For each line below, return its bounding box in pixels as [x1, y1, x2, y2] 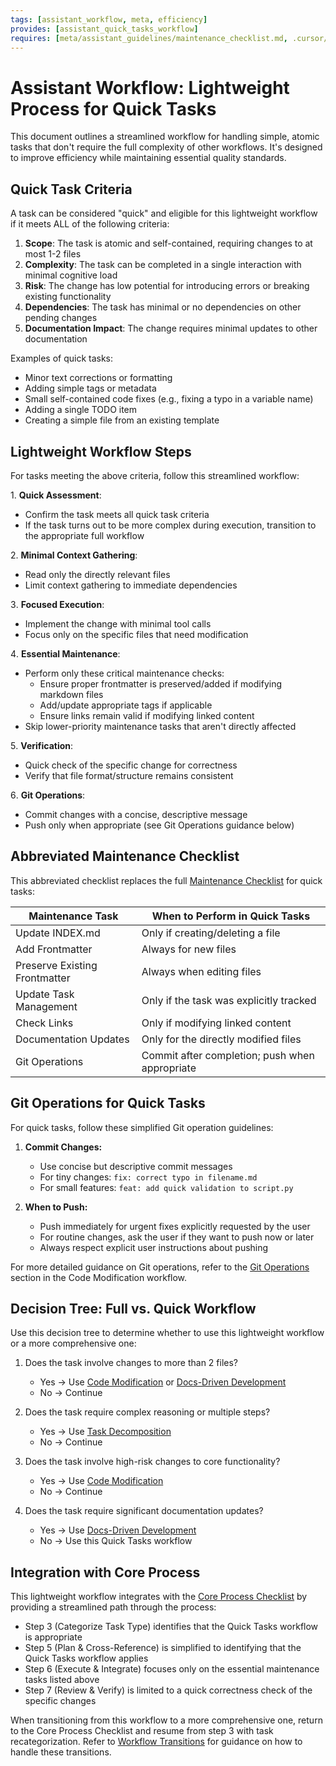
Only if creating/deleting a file [141, 926, 281, 940]
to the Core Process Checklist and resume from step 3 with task [10, 1725, 274, 1737]
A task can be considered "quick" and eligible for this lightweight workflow [10, 207, 318, 220]
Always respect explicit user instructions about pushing [39, 1241, 269, 1253]
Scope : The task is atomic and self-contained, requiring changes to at [24, 237, 313, 250]
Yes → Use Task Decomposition [39, 1426, 172, 1438]
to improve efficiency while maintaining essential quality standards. [10, 152, 287, 164]
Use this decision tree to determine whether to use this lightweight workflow [10, 1327, 325, 1339]
